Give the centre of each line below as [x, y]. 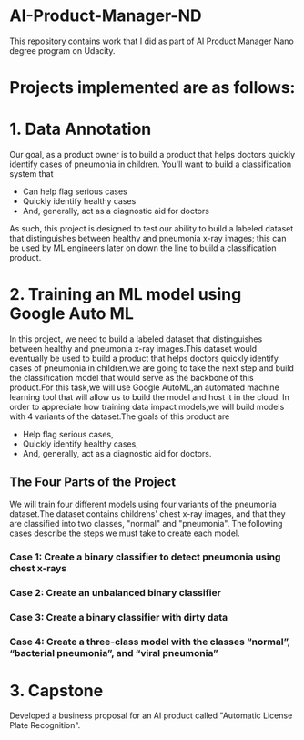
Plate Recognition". [45, 725]
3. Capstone [56, 690]
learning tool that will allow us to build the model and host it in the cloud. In [149, 397]
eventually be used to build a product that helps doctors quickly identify [144, 358]
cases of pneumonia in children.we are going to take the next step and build [152, 368]
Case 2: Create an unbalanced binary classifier [115, 592]
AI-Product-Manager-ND [106, 16]
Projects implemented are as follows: [152, 88]
